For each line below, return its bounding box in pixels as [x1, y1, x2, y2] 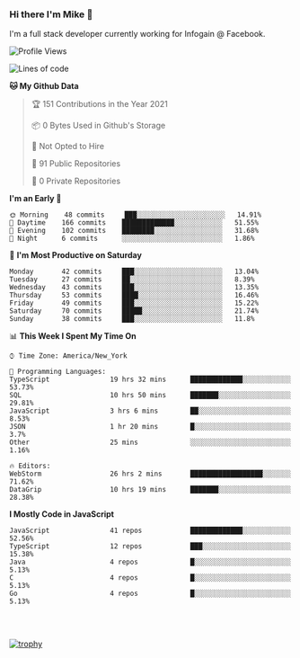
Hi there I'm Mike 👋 [9, 8, 93, 21]
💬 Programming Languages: [9, 368, 106, 377]
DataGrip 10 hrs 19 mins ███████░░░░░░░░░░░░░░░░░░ [9, 485, 292, 494]
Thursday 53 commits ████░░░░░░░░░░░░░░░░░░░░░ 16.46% [9, 291, 259, 300]
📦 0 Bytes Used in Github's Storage [31, 120, 166, 131]
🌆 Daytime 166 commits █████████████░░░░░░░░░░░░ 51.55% [9, 218, 259, 227]
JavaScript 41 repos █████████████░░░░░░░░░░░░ [9, 526, 292, 536]
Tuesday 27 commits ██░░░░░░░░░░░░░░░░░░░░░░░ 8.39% [9, 275, 255, 284]
